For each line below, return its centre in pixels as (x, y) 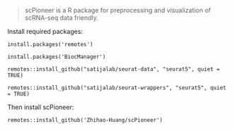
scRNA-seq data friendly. (62, 18)
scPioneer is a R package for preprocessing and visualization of (118, 10)
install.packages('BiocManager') (57, 57)
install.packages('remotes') (50, 45)
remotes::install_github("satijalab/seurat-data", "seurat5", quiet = (114, 69)
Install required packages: (45, 32)
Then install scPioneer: (41, 107)
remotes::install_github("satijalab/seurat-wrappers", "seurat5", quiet (117, 88)
